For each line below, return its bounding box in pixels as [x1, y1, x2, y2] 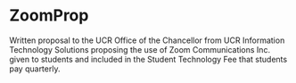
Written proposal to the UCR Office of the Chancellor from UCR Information [9, 35, 285, 46]
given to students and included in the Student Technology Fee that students [9, 54, 288, 64]
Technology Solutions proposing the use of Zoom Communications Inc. [9, 44, 270, 54]
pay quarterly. [9, 63, 61, 74]
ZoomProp [9, 5, 89, 26]
